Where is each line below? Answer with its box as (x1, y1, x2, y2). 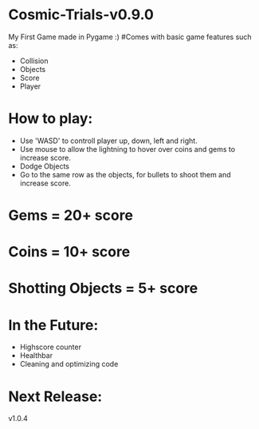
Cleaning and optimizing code (19, 359, 119, 369)
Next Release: (8, 387, 103, 405)
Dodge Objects (19, 161, 70, 171)
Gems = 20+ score (8, 206, 134, 224)
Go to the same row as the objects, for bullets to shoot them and (19, 169, 231, 179)
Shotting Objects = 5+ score (8, 280, 198, 297)
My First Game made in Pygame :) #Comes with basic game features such (8, 32, 253, 42)
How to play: (8, 109, 93, 128)
